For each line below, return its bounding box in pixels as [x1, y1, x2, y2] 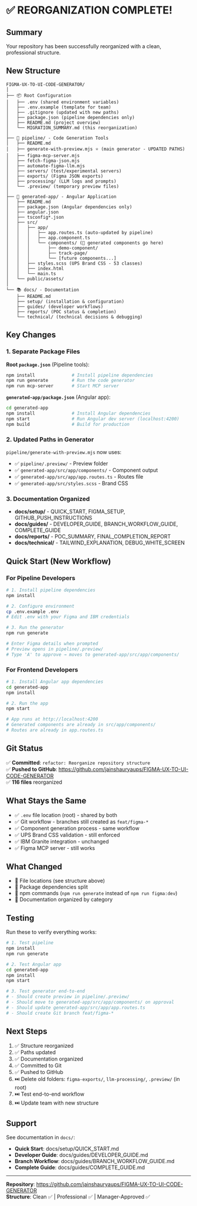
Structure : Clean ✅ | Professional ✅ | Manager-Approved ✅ [6, 1193, 151, 1200]
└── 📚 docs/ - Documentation [6, 287, 79, 293]
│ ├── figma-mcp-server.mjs [6, 153, 80, 158]
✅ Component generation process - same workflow [14, 825, 140, 832]
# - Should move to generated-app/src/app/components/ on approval [6, 1000, 175, 1005]
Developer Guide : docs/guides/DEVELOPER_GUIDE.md [14, 1151, 148, 1158]
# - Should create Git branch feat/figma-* [6, 1010, 114, 1016]
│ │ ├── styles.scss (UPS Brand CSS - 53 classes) [6, 260, 143, 266]
